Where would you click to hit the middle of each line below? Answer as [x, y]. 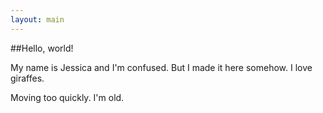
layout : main [37, 19]
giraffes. [27, 78]
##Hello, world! [42, 48]
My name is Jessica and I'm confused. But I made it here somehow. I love [161, 67]
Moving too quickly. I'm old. [67, 97]
